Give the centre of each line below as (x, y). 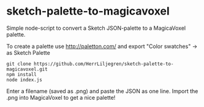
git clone (19, 64)
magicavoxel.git (27, 69)
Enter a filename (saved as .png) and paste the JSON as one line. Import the (102, 91)
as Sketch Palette (28, 52)
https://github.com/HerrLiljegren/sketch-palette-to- (104, 64)
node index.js (25, 80)
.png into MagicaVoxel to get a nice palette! (61, 97)
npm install (21, 74)
